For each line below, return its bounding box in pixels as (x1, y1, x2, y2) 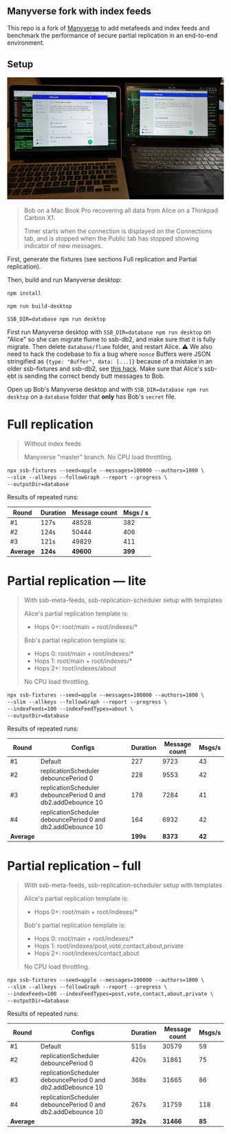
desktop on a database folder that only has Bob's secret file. (7, 392, 177, 401)
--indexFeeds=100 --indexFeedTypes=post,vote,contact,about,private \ (7, 991, 214, 997)
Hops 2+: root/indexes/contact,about (34, 949, 140, 957)
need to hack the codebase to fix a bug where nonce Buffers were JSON (7, 350, 211, 358)
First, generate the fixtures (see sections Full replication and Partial (7, 255, 197, 263)
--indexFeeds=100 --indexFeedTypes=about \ (7, 706, 134, 713)
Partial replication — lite (7, 573, 146, 589)
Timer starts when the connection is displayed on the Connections (23, 227, 212, 235)
